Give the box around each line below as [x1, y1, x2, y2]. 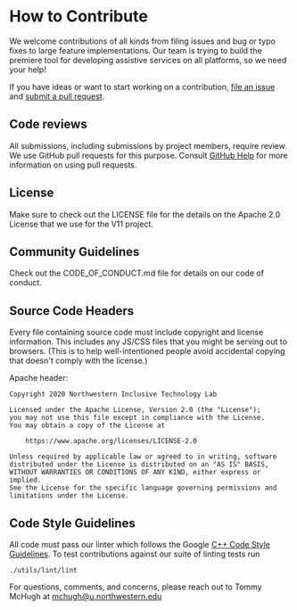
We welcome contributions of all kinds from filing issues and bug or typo [9, 36, 276, 46]
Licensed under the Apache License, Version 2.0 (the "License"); [9, 406, 261, 415]
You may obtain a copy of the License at [9, 421, 166, 430]
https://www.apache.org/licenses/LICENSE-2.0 [25, 437, 198, 446]
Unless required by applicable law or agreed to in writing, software [9, 452, 277, 461]
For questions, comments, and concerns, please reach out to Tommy [9, 581, 262, 592]
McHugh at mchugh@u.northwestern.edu [9, 591, 162, 601]
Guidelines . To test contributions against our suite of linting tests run [9, 548, 260, 559]
